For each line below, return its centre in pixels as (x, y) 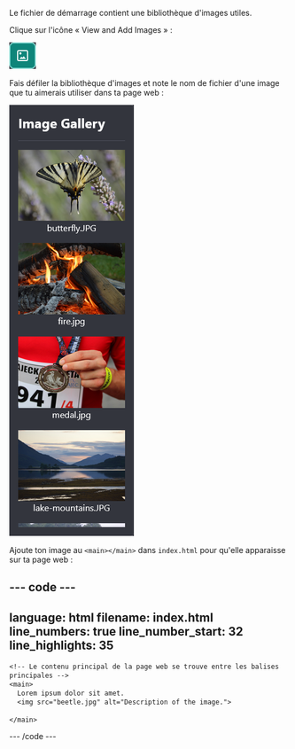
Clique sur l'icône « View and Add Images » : (91, 30)
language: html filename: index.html (112, 617)
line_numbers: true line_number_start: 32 (126, 632)
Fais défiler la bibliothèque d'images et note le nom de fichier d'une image (145, 83)
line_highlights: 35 (62, 645)
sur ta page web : (41, 559)
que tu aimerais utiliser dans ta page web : (86, 93)
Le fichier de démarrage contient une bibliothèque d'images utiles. (131, 13)
